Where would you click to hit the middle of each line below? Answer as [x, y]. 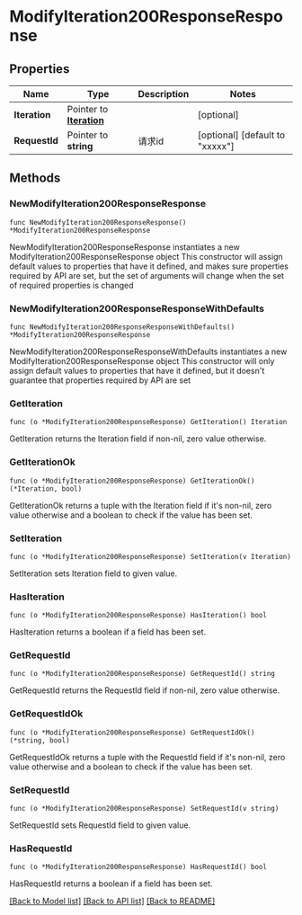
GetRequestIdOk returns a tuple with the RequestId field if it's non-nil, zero [147, 757]
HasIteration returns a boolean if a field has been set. [108, 632]
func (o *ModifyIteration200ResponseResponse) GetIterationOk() [132, 481]
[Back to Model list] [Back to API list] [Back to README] [112, 902]
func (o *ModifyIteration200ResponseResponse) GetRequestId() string [142, 674]
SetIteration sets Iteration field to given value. [93, 573]
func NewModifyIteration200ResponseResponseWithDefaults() [122, 327]
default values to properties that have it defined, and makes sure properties [149, 266]
